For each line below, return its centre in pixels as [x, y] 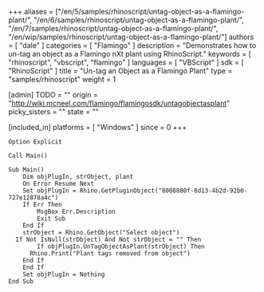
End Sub [21, 282]
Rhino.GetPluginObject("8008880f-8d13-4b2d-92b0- [164, 191]
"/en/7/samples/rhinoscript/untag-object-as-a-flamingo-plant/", [113, 28]
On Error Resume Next [58, 183]
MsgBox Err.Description [76, 211]
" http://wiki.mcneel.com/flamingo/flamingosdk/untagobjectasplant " [119, 103]
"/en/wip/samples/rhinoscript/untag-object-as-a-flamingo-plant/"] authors [131, 37]
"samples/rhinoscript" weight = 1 [62, 79]
